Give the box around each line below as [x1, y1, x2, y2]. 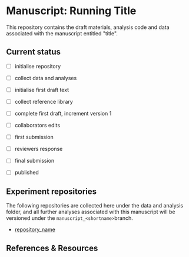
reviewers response [14, 146, 63, 153]
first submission [14, 134, 54, 141]
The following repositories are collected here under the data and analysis [6, 202, 184, 209]
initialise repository [14, 62, 61, 70]
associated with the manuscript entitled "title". [6, 29, 118, 37]
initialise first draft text [14, 86, 69, 93]
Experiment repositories [6, 186, 97, 196]
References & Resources [6, 243, 98, 253]
